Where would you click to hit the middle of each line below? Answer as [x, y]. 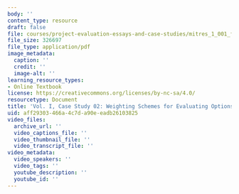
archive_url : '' [38, 126]
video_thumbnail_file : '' [52, 139]
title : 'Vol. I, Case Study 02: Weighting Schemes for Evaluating [108, 107]
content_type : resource [43, 21]
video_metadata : [31, 153]
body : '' [20, 14]
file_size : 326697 [34, 41]
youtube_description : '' [51, 172]
